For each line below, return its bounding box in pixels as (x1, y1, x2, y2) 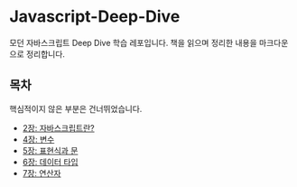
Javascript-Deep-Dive (9, 6, 181, 27)
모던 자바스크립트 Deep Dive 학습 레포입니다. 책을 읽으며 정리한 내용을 (9, 37, 257, 48)
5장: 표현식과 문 (22, 145, 79, 155)
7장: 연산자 (22, 167, 61, 178)
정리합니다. (25, 48, 66, 60)
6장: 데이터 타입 (22, 156, 79, 167)
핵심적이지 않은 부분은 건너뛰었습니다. (9, 103, 143, 114)
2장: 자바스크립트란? (22, 122, 95, 133)
